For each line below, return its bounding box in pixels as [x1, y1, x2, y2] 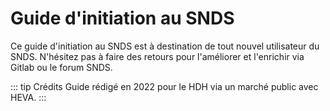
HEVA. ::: [10, 91, 47, 103]
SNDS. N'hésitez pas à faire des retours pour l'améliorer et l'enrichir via [10, 50, 305, 62]
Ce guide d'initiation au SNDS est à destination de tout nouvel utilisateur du [10, 40, 320, 52]
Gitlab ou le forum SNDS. [10, 61, 113, 73]
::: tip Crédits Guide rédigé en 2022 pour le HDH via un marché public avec [10, 80, 319, 92]
